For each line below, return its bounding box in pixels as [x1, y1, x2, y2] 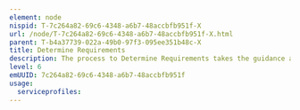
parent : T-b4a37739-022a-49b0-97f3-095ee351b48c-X [9, 37, 202, 47]
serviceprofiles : [17, 87, 82, 96]
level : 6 [9, 63, 42, 72]
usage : [9, 79, 34, 88]
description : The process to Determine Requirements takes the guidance [9, 54, 286, 63]
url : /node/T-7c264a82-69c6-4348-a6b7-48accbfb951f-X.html [9, 29, 234, 38]
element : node [9, 12, 62, 22]
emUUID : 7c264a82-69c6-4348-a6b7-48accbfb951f [9, 71, 186, 80]
